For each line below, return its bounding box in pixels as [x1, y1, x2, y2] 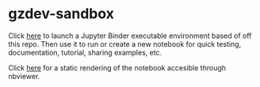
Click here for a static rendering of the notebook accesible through [8, 62, 227, 72]
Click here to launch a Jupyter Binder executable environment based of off [8, 31, 252, 40]
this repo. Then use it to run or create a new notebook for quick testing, [8, 39, 242, 48]
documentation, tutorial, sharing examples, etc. [8, 47, 162, 57]
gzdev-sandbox [8, 5, 115, 23]
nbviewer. [8, 71, 40, 81]
